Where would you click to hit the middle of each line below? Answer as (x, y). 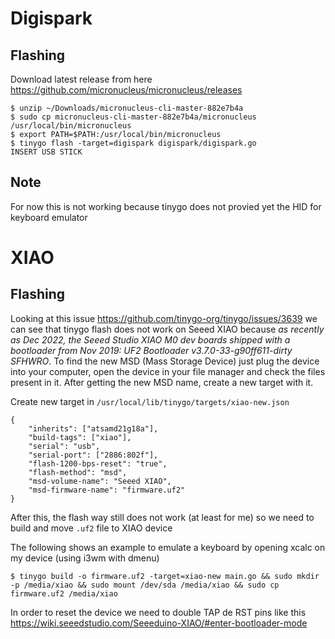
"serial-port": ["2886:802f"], (93, 455)
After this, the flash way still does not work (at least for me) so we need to (162, 517)
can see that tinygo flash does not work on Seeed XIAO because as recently (167, 329)
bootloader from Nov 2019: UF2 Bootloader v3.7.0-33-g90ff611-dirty (151, 350)
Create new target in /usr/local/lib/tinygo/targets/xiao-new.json (150, 401)
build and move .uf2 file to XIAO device (91, 528)
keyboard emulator (49, 217)
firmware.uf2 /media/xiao (64, 593)
